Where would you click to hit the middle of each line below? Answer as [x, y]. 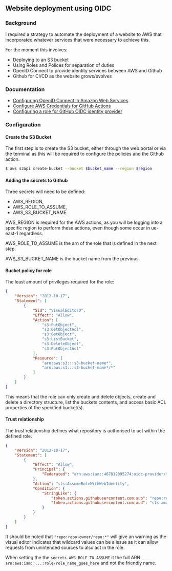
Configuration [23, 124]
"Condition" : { [49, 488]
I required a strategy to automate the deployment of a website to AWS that [84, 34]
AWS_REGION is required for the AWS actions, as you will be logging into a [84, 222]
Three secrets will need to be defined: [45, 192]
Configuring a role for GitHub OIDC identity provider [68, 111]
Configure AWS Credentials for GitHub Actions [62, 106]
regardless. [31, 234]
